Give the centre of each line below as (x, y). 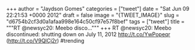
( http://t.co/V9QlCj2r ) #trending (45, 41)
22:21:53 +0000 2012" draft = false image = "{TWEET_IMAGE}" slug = (93, 15)
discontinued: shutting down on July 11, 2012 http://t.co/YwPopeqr (88, 34)
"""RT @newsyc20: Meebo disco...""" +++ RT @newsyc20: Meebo (89, 28)
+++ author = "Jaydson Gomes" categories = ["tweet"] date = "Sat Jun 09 (98, 9)
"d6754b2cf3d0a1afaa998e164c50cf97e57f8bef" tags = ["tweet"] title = (95, 21)
